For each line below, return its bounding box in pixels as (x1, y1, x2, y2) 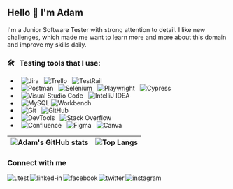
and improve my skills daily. (7, 40, 87, 49)
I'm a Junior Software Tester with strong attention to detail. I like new (7, 25, 206, 33)
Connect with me (7, 158, 66, 168)
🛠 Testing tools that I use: (7, 58, 101, 68)
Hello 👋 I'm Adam (7, 7, 84, 19)
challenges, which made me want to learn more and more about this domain (7, 33, 227, 41)
